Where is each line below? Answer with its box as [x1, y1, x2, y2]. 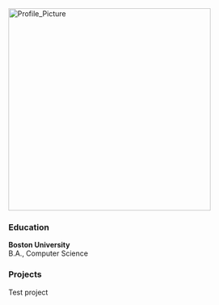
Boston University [8, 240, 70, 250]
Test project [8, 287, 48, 297]
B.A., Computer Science [8, 248, 89, 258]
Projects [8, 269, 42, 280]
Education [8, 222, 50, 233]
